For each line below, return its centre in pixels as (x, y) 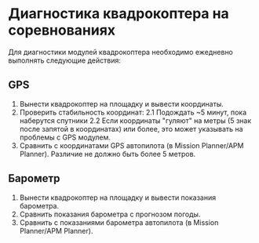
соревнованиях (62, 30)
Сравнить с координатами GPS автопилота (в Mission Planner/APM (131, 145)
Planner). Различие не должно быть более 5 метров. (108, 154)
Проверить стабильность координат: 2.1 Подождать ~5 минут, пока (133, 112)
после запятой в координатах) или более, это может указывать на (131, 129)
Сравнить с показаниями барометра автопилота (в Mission (119, 222)
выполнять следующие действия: (65, 60)
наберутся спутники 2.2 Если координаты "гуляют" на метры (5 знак (135, 120)
